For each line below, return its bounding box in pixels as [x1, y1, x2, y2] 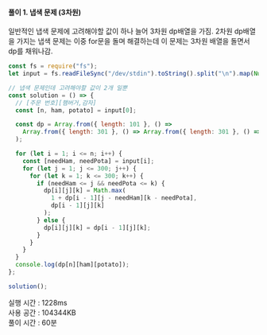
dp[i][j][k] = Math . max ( [43, 187, 126, 195]
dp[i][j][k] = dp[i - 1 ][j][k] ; [43, 224, 151, 232]
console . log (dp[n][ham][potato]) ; [15, 261, 130, 269]
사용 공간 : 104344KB [8, 307, 77, 317]
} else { [37, 216, 66, 224]
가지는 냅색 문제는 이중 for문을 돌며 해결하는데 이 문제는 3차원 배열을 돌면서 [16, 37, 250, 46]
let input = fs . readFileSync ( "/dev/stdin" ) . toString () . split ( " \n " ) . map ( [8, 70, 254, 78]
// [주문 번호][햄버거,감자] [15, 99, 97, 107]
